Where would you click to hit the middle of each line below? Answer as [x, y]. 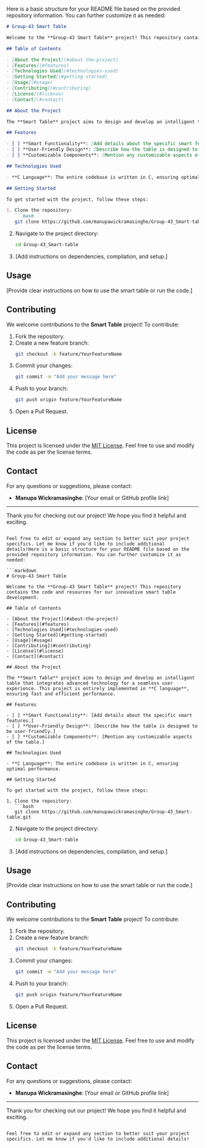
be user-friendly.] [31, 731]
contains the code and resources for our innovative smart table [91, 592]
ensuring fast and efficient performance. [61, 694]
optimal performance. [34, 769]
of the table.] [26, 742]
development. [23, 597]
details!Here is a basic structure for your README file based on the [98, 549]
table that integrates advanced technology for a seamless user [90, 683]
